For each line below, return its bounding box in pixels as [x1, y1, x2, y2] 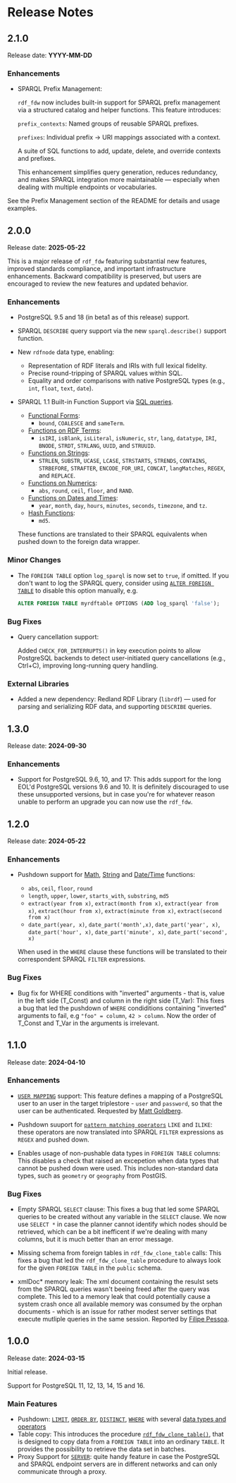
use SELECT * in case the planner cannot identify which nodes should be [17, 1220, 228, 1228]
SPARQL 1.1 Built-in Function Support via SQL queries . [17, 398, 174, 406]
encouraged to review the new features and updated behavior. [7, 279, 189, 288]
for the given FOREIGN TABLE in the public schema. [17, 1264, 163, 1272]
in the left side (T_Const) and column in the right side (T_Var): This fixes [17, 996, 225, 1005]
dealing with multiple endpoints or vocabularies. [17, 183, 157, 191]
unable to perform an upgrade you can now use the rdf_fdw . [17, 798, 193, 806]
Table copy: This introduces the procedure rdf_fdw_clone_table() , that [17, 1430, 224, 1439]
